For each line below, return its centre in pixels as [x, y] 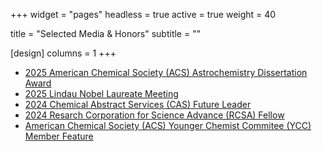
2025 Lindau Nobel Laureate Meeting [101, 93]
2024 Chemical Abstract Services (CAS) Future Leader [138, 104]
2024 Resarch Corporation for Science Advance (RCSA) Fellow [154, 115]
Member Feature [59, 136]
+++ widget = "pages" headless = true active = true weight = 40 [143, 14]
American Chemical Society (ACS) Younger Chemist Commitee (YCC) [168, 125]
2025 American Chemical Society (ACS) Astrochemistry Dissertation [166, 72]
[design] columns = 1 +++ [63, 53]
